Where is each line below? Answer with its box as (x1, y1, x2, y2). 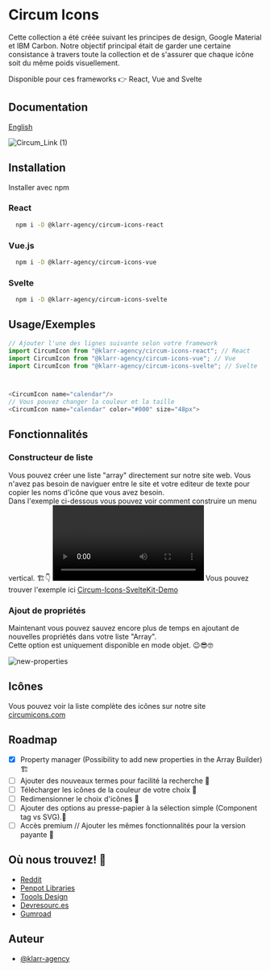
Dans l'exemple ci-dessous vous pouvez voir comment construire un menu (8, 496, 257, 506)
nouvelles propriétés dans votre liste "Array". (8, 631, 157, 641)
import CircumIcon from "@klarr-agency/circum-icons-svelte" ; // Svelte (8, 361, 258, 370)
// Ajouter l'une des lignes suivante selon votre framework (8, 339, 218, 348)
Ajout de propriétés (8, 605, 86, 616)
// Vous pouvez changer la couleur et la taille (8, 398, 175, 406)
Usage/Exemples (8, 318, 96, 331)
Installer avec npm (8, 182, 70, 192)
